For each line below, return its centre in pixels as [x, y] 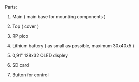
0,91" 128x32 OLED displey [40, 55]
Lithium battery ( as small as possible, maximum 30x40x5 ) [73, 46]
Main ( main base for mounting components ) [59, 17]
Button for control [30, 75]
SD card [20, 65]
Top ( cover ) [25, 26]
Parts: [11, 7]
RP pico [20, 36]
